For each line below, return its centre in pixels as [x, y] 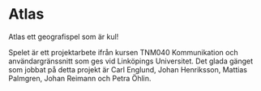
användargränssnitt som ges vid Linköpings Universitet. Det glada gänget [131, 61]
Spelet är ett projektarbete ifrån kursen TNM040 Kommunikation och [123, 52]
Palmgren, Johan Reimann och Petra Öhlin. [80, 78]
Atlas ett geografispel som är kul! [64, 37]
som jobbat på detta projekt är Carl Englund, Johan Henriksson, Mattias [128, 69]
